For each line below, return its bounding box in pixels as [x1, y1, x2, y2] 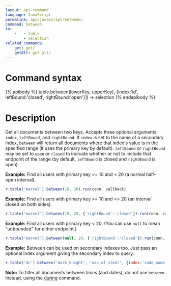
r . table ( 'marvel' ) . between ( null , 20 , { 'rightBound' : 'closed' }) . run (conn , [5, 236, 165, 241]
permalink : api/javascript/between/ [5, 17, 83, 22]
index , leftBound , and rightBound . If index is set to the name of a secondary [5, 135, 164, 141]
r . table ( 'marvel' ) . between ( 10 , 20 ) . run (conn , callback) [5, 187, 126, 192]
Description [5, 112, 56, 124]
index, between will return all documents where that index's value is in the [5, 140, 158, 146]
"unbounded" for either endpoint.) [5, 226, 77, 232]
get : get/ [14, 45, 36, 50]
